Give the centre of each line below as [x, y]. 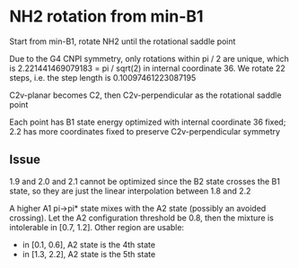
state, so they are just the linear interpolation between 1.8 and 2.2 [130, 191]
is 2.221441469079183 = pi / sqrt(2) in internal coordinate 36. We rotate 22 [147, 68]
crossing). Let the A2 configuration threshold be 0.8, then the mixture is [141, 218]
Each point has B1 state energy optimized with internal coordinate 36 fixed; [148, 122]
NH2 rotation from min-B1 [106, 17]
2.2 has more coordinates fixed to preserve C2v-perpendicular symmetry [145, 131]
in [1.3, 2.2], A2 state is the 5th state [89, 254]
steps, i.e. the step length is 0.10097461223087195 [103, 77]
